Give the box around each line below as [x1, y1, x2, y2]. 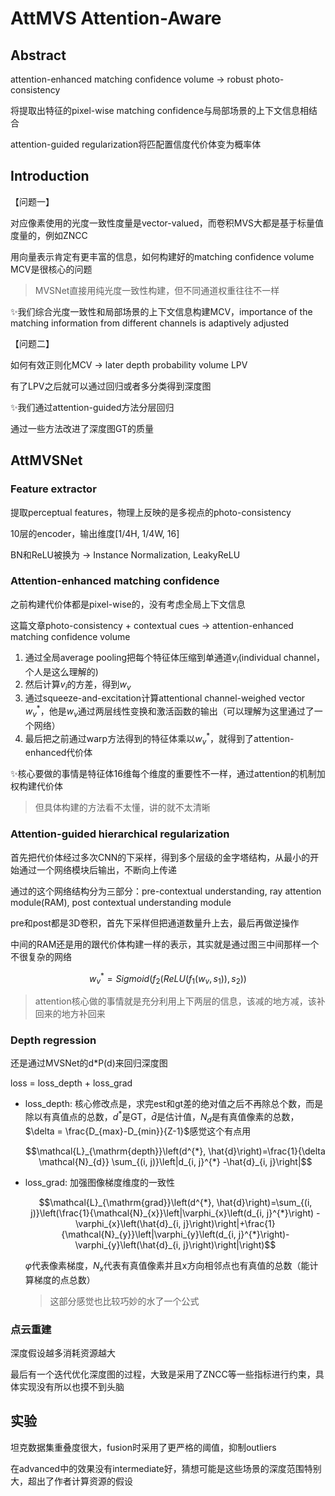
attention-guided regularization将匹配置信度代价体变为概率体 [10, 138, 262, 150]
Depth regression [10, 1033, 97, 1047]
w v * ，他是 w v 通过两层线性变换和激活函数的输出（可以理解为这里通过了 [24, 703, 315, 719]
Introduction [10, 168, 90, 185]
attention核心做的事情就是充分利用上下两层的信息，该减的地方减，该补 [34, 995, 326, 1007]
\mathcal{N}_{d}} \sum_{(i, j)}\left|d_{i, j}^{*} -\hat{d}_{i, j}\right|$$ [38, 1155, 313, 1167]
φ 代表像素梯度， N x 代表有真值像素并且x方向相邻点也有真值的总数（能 [24, 1259, 310, 1274]
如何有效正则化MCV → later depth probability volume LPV [10, 358, 248, 371]
